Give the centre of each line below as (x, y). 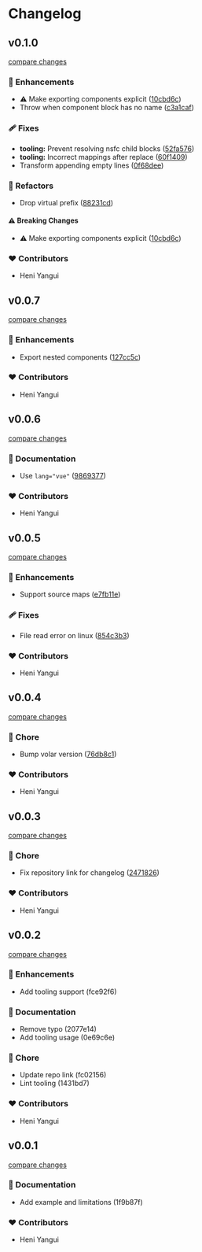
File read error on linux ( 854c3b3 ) (74, 635)
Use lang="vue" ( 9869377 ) (62, 475)
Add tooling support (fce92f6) (68, 992)
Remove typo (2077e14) (58, 1029)
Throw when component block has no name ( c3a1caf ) (107, 108)
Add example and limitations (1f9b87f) (81, 1202)
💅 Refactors (31, 186)
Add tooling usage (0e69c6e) (67, 1038)
